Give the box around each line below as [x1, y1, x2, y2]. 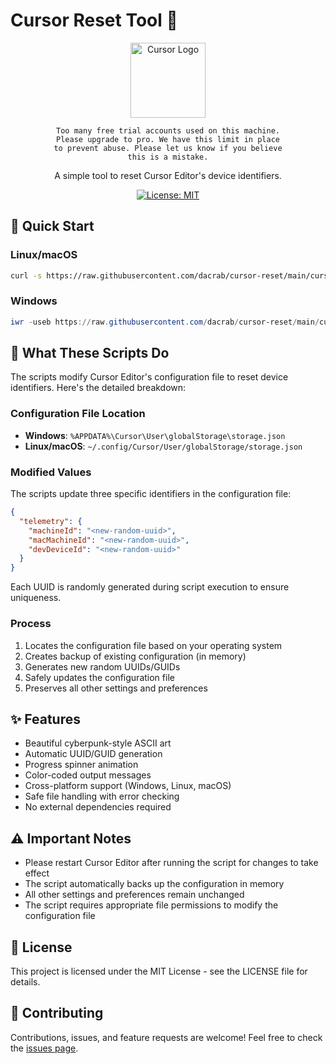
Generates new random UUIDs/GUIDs [24, 660, 181, 673]
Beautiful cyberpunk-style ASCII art [24, 737, 172, 749]
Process [10, 617, 52, 631]
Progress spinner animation [24, 759, 139, 771]
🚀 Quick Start [10, 218, 95, 235]
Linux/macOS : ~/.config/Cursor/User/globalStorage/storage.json [24, 440, 303, 452]
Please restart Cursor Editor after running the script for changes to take [24, 857, 319, 869]
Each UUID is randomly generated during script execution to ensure [10, 581, 290, 593]
